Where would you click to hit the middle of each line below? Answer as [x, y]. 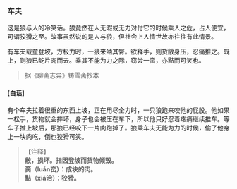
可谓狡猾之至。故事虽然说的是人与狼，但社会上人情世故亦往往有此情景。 [112, 37]
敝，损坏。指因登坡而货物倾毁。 [71, 160]
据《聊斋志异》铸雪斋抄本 [62, 75]
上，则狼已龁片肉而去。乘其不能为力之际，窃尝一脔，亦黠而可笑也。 [106, 61]
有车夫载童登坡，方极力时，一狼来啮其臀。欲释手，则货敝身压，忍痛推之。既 [119, 51]
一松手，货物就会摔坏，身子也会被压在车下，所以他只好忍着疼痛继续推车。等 [119, 118]
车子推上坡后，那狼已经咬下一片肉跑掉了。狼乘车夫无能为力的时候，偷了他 [115, 128]
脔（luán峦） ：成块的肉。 [61, 169]
